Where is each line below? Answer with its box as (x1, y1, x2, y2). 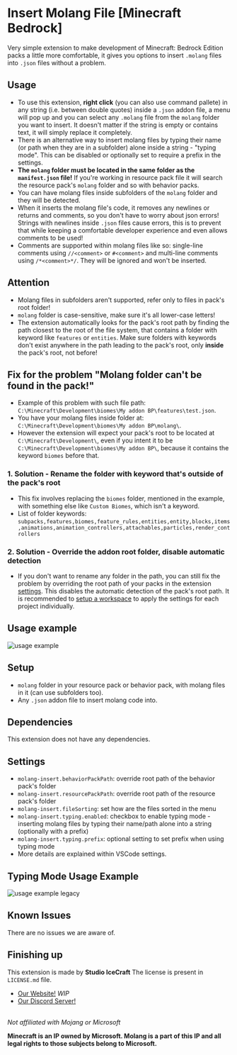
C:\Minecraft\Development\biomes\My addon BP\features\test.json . (17, 406, 216, 415)
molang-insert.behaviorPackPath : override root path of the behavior (17, 774, 216, 783)
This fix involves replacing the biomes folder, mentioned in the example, (17, 494, 225, 503)
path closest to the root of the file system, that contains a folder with (17, 325, 217, 334)
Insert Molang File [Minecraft (7, 5, 182, 21)
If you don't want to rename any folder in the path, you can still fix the (17, 571, 221, 580)
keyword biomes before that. (17, 452, 100, 460)
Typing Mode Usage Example (7, 870, 139, 882)
